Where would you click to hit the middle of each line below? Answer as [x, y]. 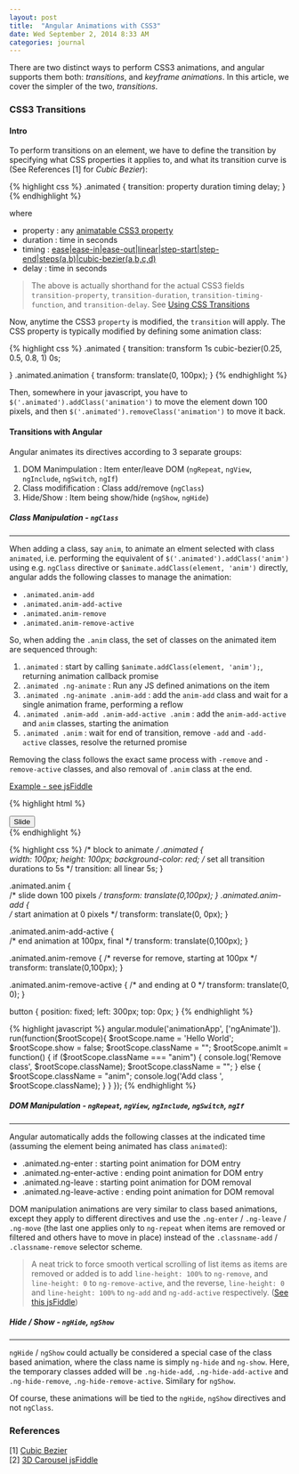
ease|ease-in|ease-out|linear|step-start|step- [136, 249]
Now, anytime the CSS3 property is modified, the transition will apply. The [148, 322]
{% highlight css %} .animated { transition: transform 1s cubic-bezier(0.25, [145, 349]
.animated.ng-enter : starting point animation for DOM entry [131, 1163]
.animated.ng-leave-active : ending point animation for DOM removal [148, 1191]
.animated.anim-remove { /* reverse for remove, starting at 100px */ [133, 958]
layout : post [33, 17]
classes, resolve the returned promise [118, 742]
